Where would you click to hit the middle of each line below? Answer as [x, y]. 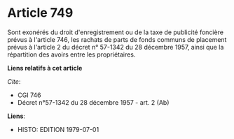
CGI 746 [29, 95]
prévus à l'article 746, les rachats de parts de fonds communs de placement [117, 39]
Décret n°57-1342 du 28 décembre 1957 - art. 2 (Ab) [93, 102]
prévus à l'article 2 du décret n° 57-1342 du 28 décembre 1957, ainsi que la [116, 47]
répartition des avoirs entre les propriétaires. [71, 54]
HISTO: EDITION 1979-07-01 [58, 129]
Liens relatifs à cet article [45, 68]
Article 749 [40, 13]
